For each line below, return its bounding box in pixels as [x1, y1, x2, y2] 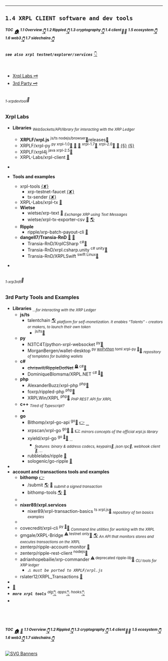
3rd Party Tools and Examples [5, 294, 79, 301]
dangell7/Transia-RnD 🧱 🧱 [19, 234, 75, 240]
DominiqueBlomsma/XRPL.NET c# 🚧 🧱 [27, 370, 103, 377]
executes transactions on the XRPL [19, 539, 80, 545]
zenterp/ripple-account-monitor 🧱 [19, 544, 90, 550]
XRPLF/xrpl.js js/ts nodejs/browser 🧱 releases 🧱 [19, 136, 109, 143]
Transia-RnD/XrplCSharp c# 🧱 [27, 240, 87, 247]
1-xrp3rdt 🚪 [5, 277, 24, 284]
